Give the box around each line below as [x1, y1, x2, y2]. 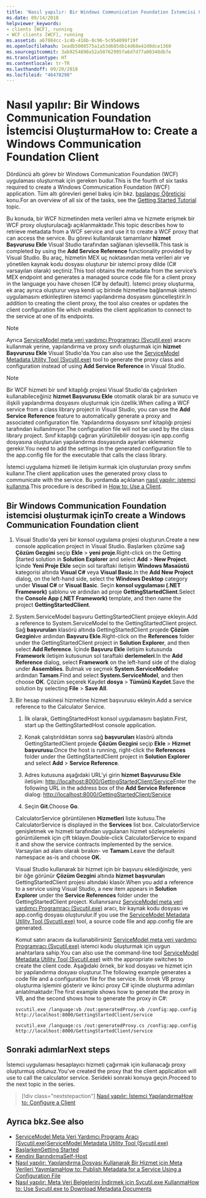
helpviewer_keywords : [6, 20, 62, 26]
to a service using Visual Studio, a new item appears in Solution [15, 885, 177, 892]
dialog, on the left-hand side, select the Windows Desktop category [15, 575, 188, 582]
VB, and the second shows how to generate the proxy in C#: [15, 994, 167, 1002]
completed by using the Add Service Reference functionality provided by [6, 248, 192, 255]
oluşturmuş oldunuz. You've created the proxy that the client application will [6, 1067, 197, 1075]
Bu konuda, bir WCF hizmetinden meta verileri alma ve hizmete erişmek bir [6, 215, 195, 223]
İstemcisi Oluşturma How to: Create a [6, 124, 198, 138]
